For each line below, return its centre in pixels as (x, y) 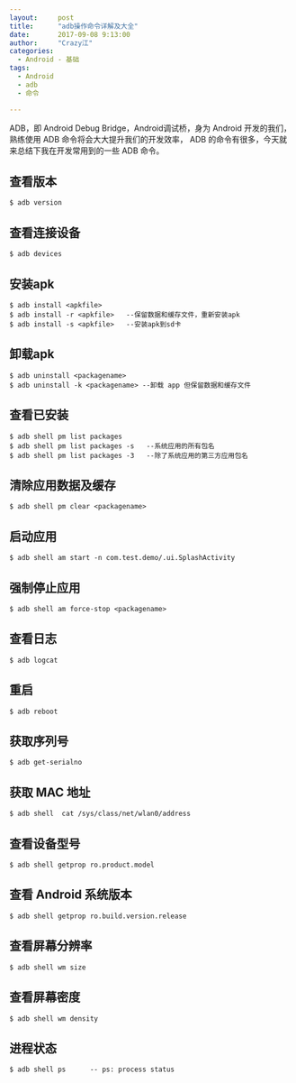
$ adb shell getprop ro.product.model (82, 865)
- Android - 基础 (49, 60)
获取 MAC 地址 (50, 792)
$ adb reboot (34, 711)
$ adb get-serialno (46, 763)
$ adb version (36, 203)
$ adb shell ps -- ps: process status (92, 1069)
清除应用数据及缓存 (63, 485)
